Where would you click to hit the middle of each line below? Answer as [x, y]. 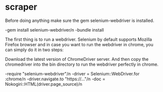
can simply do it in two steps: [34, 50]
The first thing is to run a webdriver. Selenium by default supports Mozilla [79, 39]
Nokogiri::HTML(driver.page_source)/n [44, 84]
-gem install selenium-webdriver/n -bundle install [54, 30]
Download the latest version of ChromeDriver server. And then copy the [77, 59]
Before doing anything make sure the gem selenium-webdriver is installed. [80, 20]
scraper [21, 7]
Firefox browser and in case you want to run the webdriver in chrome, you [79, 44]
